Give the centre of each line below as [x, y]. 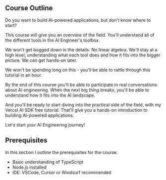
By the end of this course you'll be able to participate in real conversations [81, 85]
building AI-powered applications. [40, 115]
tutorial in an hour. [24, 75]
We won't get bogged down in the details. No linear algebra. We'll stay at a [81, 49]
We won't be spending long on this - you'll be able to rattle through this [78, 70]
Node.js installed [29, 167]
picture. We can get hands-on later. [41, 60]
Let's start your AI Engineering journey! [45, 125]
